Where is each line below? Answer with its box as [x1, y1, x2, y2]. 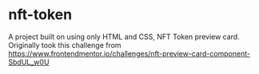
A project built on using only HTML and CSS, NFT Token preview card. [8, 32, 240, 41]
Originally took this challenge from [8, 40, 122, 49]
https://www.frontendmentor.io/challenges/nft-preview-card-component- [8, 49, 250, 58]
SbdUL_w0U [8, 57, 50, 67]
